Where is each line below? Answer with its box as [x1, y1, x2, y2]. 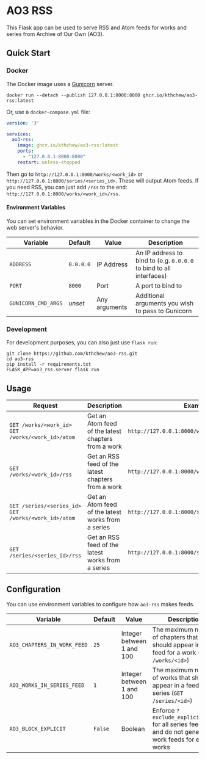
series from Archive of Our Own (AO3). [6, 30, 104, 37]
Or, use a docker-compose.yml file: [6, 108, 90, 115]
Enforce [152, 706, 175, 714]
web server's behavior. [6, 223, 64, 231]
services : [6, 131, 32, 137]
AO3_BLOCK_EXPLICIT [9, 725, 66, 732]
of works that [152, 673, 190, 681]
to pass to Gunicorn [135, 307, 192, 315]
